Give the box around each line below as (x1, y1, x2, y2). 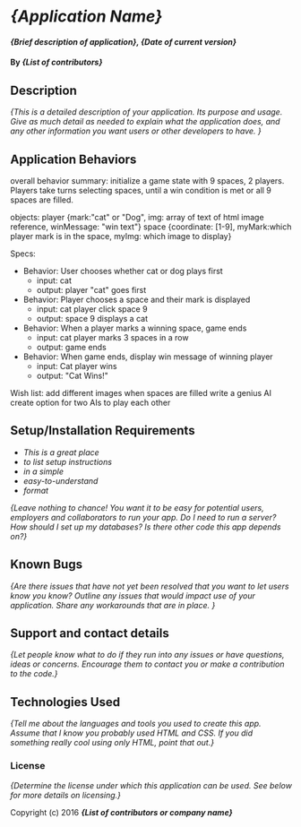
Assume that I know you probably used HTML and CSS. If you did (10, 728, 254, 738)
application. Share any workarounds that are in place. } (10, 599, 216, 610)
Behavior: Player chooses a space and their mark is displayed (22, 294, 251, 305)
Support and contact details (10, 625, 169, 642)
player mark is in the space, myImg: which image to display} (10, 231, 232, 241)
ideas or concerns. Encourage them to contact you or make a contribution (10, 659, 285, 669)
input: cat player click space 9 (36, 304, 148, 314)
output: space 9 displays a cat (36, 314, 149, 323)
